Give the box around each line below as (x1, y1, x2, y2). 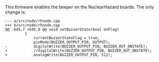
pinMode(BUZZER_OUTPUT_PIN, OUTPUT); (33, 40, 111, 45)
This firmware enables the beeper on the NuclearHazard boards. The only (5, 4, 154, 10)
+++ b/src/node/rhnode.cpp (5, 23, 60, 28)
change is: (5, 9, 26, 15)
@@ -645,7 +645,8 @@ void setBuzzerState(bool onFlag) (5, 27, 119, 32)
